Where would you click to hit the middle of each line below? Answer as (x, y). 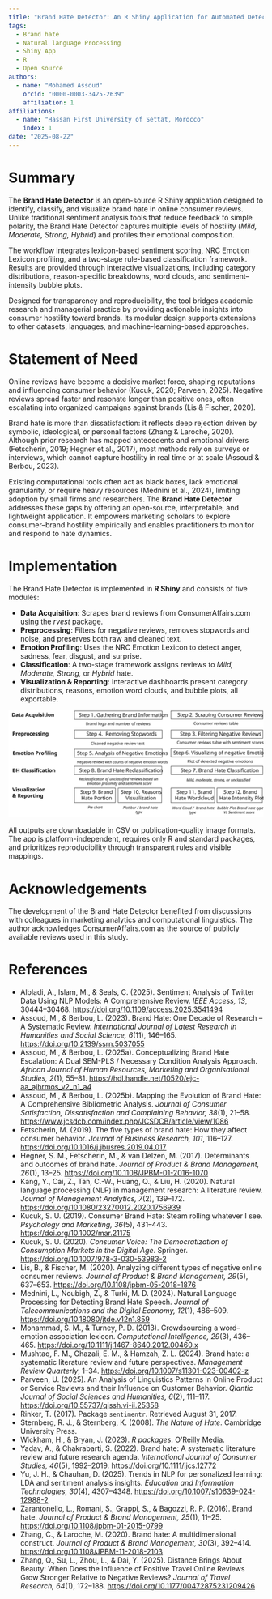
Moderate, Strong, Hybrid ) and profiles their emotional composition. (121, 234)
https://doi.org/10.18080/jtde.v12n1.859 (85, 1320)
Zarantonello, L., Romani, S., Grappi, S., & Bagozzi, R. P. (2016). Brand (136, 1509)
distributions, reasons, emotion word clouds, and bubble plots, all (129, 690)
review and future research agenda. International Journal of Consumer (138, 1457)
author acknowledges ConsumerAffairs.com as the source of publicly (124, 928)
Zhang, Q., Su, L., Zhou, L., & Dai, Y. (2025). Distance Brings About (131, 1560)
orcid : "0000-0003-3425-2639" (74, 94)
